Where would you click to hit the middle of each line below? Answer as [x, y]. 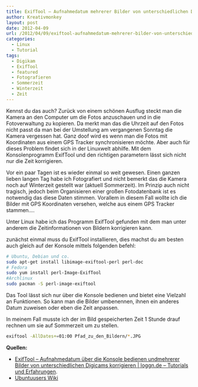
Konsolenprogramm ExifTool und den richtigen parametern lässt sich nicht [96, 155]
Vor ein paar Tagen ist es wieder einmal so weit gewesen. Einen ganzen [93, 173]
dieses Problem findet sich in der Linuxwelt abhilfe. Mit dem [79, 148]
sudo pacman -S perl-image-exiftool [51, 284]
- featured [25, 72]
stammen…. [20, 210]
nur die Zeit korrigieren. [35, 161]
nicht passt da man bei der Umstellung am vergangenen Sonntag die [89, 129]
